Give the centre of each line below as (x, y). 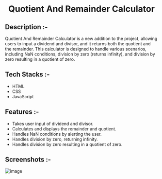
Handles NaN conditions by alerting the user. (57, 134)
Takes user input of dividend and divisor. (53, 124)
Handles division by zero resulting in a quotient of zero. (67, 144)
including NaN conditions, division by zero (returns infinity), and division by (80, 54)
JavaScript (23, 96)
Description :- (26, 27)
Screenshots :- (28, 160)
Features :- (22, 112)
